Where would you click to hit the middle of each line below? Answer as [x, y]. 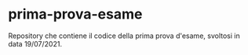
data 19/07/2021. [35, 43]
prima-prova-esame [75, 14]
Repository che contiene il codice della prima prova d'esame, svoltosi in [124, 36]
